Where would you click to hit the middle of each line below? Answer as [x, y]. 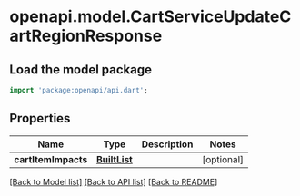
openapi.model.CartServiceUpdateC [150, 17]
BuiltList [115, 159]
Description [167, 144]
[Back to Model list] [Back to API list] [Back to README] [114, 181]
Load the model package [81, 69]
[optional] [222, 159]
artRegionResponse [86, 36]
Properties [40, 118]
